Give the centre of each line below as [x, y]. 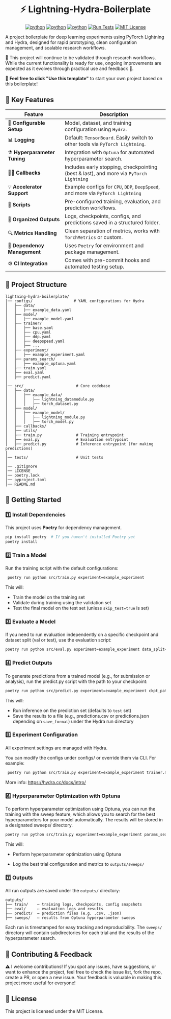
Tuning [17, 158]
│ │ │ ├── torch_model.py [39, 421]
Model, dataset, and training [98, 123]
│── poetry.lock [22, 475]
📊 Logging [21, 140]
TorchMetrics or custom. [94, 237]
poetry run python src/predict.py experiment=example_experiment [76, 691]
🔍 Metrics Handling [32, 233]
